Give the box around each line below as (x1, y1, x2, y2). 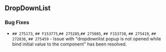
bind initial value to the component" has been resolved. (12, 41, 127, 47)
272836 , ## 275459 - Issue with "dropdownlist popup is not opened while (12, 35, 161, 41)
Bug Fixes (5, 19, 30, 26)
